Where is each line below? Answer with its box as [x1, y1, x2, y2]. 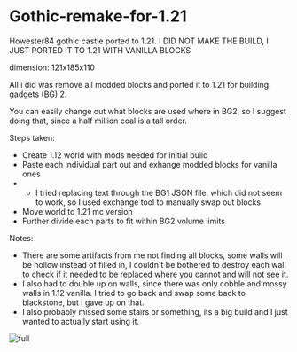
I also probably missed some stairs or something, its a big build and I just [21, 306, 288, 317]
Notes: [9, 232, 34, 243]
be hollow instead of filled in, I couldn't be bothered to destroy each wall [21, 259, 286, 270]
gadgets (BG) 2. [9, 89, 67, 99]
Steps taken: [9, 132, 55, 143]
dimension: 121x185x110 [9, 62, 96, 73]
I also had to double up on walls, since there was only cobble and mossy [21, 278, 287, 289]
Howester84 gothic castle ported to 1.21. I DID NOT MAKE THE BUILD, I [9, 35, 269, 46]
